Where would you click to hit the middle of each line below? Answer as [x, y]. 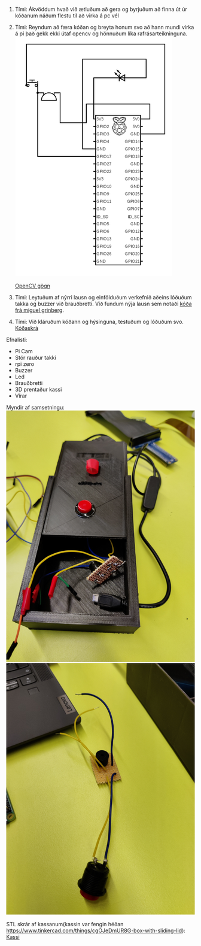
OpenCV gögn [33, 286]
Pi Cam [24, 351]
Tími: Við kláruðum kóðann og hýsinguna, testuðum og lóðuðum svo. [99, 322]
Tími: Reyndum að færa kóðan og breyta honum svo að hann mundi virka [104, 27]
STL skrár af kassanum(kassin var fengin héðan [65, 924]
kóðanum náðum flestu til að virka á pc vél [67, 16]
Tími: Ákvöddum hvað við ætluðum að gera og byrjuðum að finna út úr [101, 9]
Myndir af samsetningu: [35, 407]
